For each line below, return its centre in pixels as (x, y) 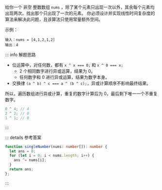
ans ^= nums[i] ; (30, 160)
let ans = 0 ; (23, 151)
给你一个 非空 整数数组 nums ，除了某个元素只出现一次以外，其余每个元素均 (80, 7)
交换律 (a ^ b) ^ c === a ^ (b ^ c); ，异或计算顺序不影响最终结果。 (81, 83)
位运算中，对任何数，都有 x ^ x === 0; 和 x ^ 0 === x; (68, 65)
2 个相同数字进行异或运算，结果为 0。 (57, 71)
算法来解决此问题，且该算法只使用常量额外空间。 (54, 19)
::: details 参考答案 (23, 137)
